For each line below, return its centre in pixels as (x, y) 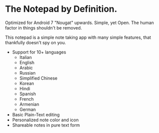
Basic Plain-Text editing (36, 114)
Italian (25, 57)
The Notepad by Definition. (61, 9)
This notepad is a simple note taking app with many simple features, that (78, 37)
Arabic (26, 68)
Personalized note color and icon (45, 120)
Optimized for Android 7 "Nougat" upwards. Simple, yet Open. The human (79, 23)
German (28, 109)
